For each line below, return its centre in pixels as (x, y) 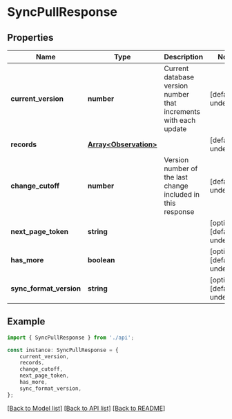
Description (184, 57)
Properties (30, 38)
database (179, 77)
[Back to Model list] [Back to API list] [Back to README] (86, 408)
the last (176, 177)
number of (181, 168)
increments (182, 111)
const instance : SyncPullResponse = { (63, 350)
